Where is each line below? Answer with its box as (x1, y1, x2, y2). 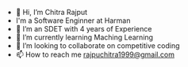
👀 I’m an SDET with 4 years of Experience (15, 24, 152, 33)
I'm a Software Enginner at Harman (15, 16, 131, 25)
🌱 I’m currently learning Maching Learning (15, 32, 153, 42)
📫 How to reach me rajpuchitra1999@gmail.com (15, 50, 175, 59)
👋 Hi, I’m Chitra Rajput (15, 8, 88, 17)
